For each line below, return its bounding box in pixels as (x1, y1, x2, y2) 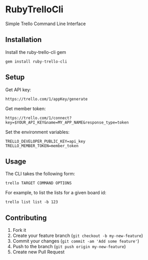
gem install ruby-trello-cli (5, 59, 67, 64)
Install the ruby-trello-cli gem (5, 49, 66, 55)
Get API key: (5, 86, 32, 93)
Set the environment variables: (5, 129, 70, 135)
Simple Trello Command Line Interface (5, 21, 86, 27)
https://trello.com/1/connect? (5, 115, 72, 121)
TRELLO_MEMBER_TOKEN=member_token (5, 143, 79, 148)
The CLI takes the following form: (5, 171, 76, 177)
